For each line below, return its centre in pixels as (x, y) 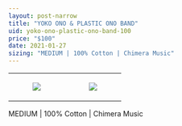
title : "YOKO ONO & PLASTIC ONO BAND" (73, 23)
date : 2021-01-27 (37, 46)
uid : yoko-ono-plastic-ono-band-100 (70, 31)
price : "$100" (32, 38)
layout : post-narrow (43, 16)
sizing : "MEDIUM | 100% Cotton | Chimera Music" (91, 53)
